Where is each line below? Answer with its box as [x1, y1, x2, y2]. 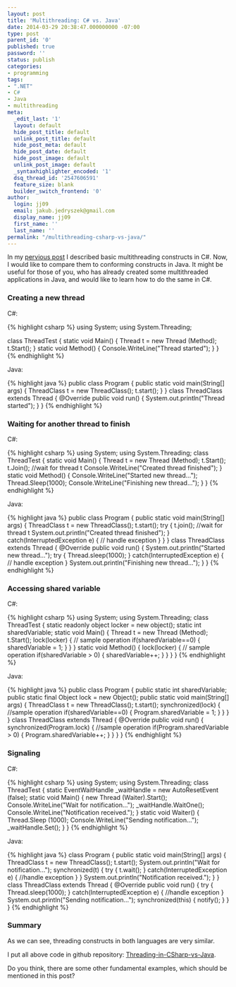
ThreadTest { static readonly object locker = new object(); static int [7, 621, 202, 629]
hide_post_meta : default [13, 142, 87, 149]
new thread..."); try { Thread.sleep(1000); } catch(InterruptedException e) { [7, 551, 224, 559]
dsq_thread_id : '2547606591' [13, 174, 99, 181]
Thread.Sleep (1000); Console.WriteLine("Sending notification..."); [7, 815, 199, 824]
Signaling [7, 748, 41, 758]
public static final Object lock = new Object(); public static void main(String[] [7, 693, 230, 702]
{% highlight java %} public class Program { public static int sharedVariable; [7, 686, 228, 694]
